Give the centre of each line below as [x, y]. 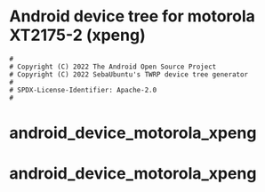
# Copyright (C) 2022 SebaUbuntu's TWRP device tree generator [129, 74]
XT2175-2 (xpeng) [77, 35]
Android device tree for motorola [132, 16]
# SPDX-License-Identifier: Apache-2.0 [83, 90]
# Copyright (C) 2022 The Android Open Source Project [113, 67]
